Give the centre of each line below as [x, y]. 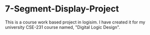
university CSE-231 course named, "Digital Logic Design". [63, 27]
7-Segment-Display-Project [62, 9]
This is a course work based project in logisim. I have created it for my [75, 22]
